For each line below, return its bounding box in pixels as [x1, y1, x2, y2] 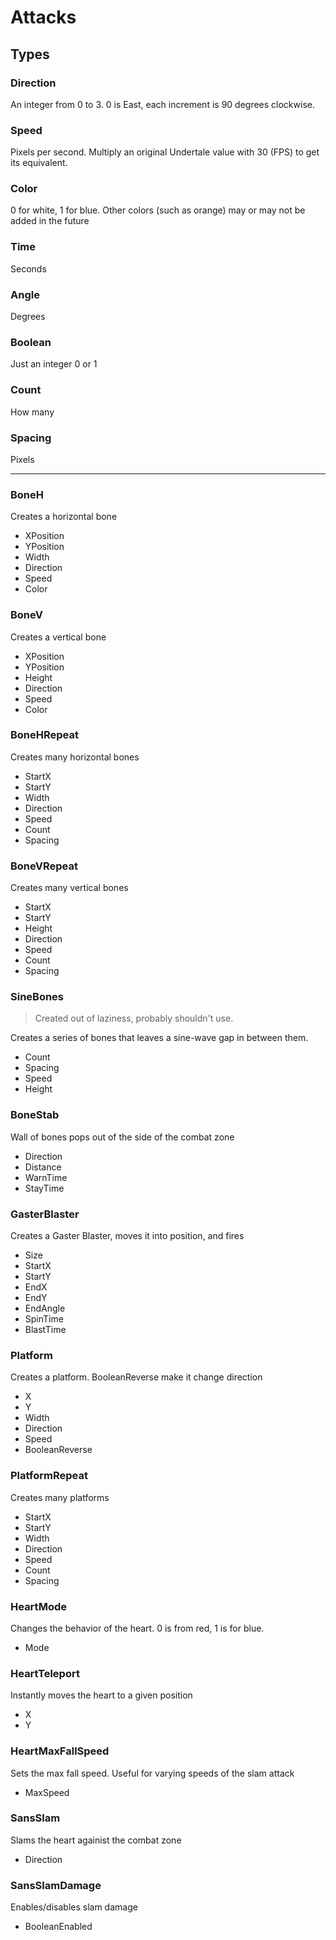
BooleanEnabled [24, 1921, 93, 1933]
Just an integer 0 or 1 [10, 358, 98, 370]
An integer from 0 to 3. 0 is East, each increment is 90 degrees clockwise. [10, 98, 315, 110]
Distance [24, 1161, 62, 1173]
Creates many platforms [10, 1491, 110, 1503]
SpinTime [24, 1313, 64, 1325]
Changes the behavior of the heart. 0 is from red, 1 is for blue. [10, 1622, 265, 1634]
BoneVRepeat [10, 859, 78, 873]
